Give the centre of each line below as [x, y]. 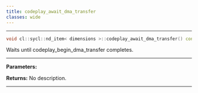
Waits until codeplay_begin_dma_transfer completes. [70, 50]
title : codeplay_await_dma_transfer [51, 11]
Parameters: [22, 67]
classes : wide [24, 17]
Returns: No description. [36, 78]
